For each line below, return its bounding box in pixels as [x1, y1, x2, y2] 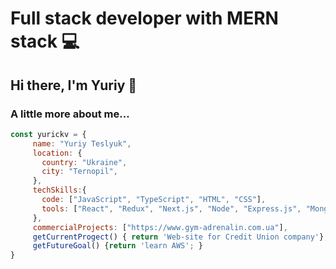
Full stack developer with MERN [10, 7, 279, 30]
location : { [32, 148, 83, 158]
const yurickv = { [10, 129, 87, 139]
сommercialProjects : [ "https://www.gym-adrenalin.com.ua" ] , [32, 222, 288, 232]
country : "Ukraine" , [41, 157, 128, 167]
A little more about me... [10, 107, 130, 121]
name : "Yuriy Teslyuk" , [32, 138, 132, 149]
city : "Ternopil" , [41, 167, 118, 177]
